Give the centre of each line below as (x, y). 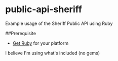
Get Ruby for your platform (41, 43)
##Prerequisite (21, 33)
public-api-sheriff (44, 9)
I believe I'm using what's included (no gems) (53, 53)
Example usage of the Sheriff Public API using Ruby (59, 23)
